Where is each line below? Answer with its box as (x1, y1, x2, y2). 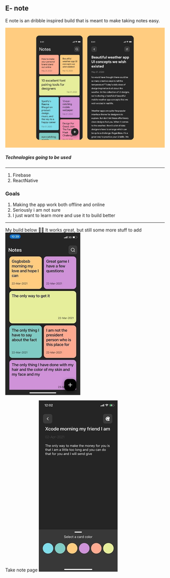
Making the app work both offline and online (12, 201, 105, 208)
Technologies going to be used (5, 154, 72, 160)
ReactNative (12, 177, 38, 183)
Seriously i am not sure (12, 207, 61, 213)
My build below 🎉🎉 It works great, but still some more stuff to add (5, 227, 142, 233)
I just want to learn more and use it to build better (12, 213, 115, 219)
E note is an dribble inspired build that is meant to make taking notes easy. (5, 17, 160, 23)
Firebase (12, 172, 31, 178)
